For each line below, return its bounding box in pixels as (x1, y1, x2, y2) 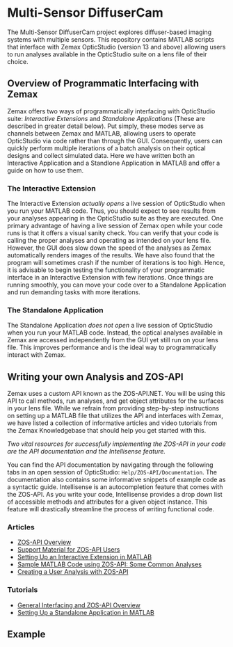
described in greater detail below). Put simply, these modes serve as (7, 122, 204, 130)
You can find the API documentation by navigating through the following (7, 461, 214, 469)
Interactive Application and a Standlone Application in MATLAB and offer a (7, 159, 220, 167)
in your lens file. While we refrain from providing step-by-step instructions (7, 404, 220, 413)
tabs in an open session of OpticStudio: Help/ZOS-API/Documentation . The (7, 468, 218, 477)
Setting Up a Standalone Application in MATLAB (17, 608, 155, 616)
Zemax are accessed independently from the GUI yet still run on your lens (7, 336, 219, 344)
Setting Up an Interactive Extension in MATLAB (17, 553, 152, 561)
